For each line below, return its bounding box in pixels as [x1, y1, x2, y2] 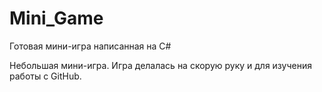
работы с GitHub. [9, 70, 82, 82]
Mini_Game [9, 7, 104, 30]
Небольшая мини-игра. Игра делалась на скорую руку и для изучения [9, 59, 312, 71]
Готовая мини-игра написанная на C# [9, 40, 172, 52]
